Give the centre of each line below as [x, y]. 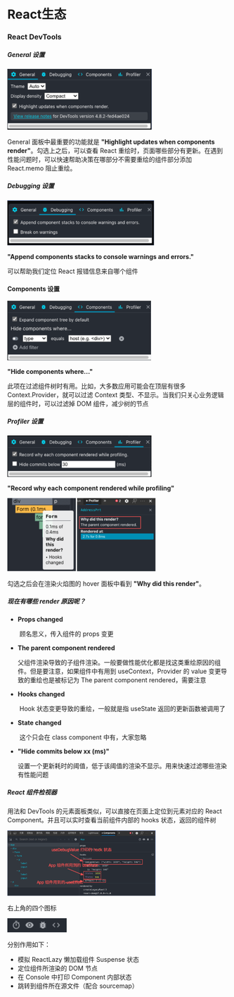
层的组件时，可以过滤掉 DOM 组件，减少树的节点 [78, 404]
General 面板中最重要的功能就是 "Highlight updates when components [111, 142]
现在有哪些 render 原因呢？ [46, 601]
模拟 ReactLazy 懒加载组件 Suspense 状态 [78, 959]
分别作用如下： [29, 944]
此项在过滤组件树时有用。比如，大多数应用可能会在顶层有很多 [97, 386]
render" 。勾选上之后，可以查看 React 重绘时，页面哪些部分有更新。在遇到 [115, 151]
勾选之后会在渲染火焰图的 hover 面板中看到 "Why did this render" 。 [106, 584]
